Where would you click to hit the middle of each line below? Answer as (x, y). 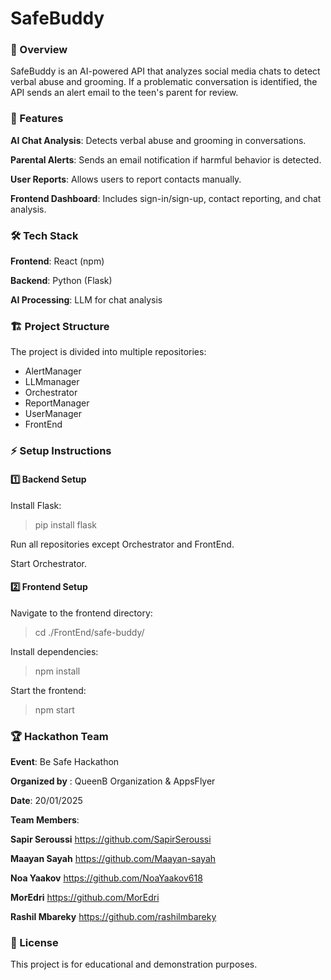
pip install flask (66, 524)
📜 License (34, 942)
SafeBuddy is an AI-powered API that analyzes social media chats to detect (165, 71)
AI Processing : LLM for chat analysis (86, 300)
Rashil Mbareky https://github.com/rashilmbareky (113, 916)
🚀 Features (37, 119)
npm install (57, 671)
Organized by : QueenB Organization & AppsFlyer (113, 781)
